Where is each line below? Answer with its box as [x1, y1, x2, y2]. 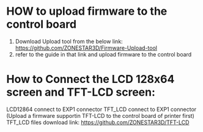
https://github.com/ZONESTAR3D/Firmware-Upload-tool [15, 44, 158, 52]
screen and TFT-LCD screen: [6, 85, 156, 99]
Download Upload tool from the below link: [15, 37, 124, 45]
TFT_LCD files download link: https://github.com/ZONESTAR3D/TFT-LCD [6, 118, 190, 126]
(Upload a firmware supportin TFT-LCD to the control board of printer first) [6, 112, 194, 119]
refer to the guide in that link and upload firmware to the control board [15, 50, 192, 58]
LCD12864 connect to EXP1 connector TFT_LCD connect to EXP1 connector [6, 106, 197, 113]
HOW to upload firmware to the [6, 4, 168, 18]
